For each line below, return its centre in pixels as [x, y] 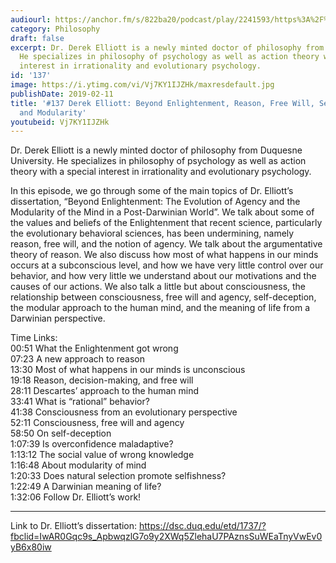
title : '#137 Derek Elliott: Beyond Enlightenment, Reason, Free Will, [162, 103]
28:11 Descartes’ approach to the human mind [105, 391]
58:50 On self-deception [61, 433]
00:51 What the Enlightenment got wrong [94, 348]
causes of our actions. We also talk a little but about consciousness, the [158, 287]
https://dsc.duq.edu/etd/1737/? [203, 526]
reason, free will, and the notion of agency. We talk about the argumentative [166, 244]
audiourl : [31, 19]
